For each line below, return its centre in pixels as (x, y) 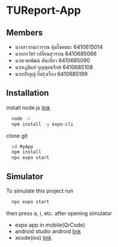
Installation (28, 93)
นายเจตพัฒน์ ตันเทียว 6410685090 (52, 60)
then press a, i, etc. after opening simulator (59, 213)
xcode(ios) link (33, 237)
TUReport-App (43, 10)
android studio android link (48, 231)
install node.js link (28, 107)
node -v (21, 118)
